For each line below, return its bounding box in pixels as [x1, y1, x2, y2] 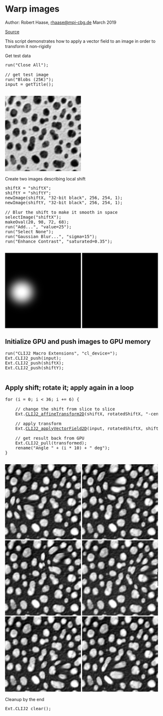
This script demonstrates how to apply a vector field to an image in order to [5, 38, 156, 44]
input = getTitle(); [5, 81, 54, 87]
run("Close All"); [5, 62, 49, 67]
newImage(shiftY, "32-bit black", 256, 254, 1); [5, 200, 123, 205]
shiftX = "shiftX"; [5, 185, 51, 191]
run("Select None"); [5, 229, 54, 234]
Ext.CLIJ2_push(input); [5, 355, 62, 361]
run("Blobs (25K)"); [5, 77, 54, 82]
